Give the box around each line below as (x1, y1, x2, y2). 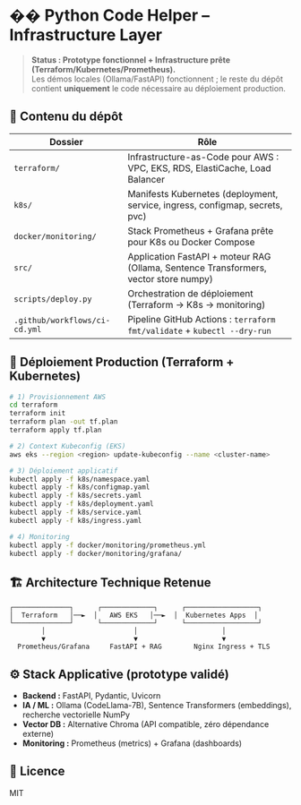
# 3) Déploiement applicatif (9, 466, 118, 475)
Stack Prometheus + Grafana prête (127, 224, 274, 236)
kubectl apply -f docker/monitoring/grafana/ (9, 549, 182, 558)
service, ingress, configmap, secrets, (127, 199, 283, 211)
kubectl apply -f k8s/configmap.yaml (9, 483, 150, 492)
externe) (21, 729, 55, 740)
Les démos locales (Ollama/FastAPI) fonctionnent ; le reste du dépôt (30, 73, 284, 84)
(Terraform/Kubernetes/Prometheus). (30, 64, 176, 74)
